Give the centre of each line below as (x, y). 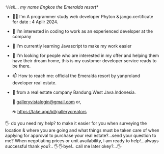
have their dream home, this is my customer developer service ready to (84, 61)
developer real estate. (34, 83)
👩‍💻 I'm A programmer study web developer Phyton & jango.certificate (83, 16)
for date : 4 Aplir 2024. (35, 22)
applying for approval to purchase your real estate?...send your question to (81, 135)
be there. (21, 66)
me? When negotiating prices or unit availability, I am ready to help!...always (82, 141)
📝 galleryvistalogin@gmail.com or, (47, 102)
